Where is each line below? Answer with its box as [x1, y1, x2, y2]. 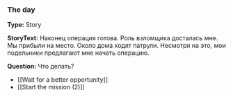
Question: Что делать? [7, 62, 74, 71]
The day [7, 5, 36, 15]
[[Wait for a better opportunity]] [17, 76, 109, 84]
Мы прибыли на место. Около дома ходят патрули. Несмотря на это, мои [7, 42, 226, 50]
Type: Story [7, 21, 42, 29]
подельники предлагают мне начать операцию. [7, 48, 150, 57]
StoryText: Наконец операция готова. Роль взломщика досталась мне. [7, 34, 218, 42]
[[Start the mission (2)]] [17, 83, 85, 91]
